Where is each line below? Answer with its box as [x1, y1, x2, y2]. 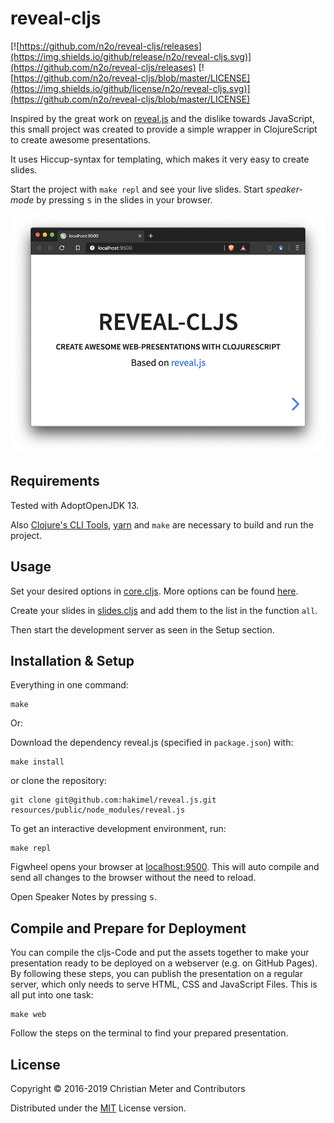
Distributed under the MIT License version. [10, 1102, 187, 1114]
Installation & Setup [10, 652, 135, 669]
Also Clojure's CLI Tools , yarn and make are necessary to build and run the [10, 518, 314, 531]
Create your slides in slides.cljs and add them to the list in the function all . [10, 604, 318, 616]
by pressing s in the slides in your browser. [36, 193, 213, 206]
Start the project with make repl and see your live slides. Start [10, 183, 264, 195]
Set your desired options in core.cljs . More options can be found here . [10, 585, 299, 597]
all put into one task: [10, 989, 94, 1001]
